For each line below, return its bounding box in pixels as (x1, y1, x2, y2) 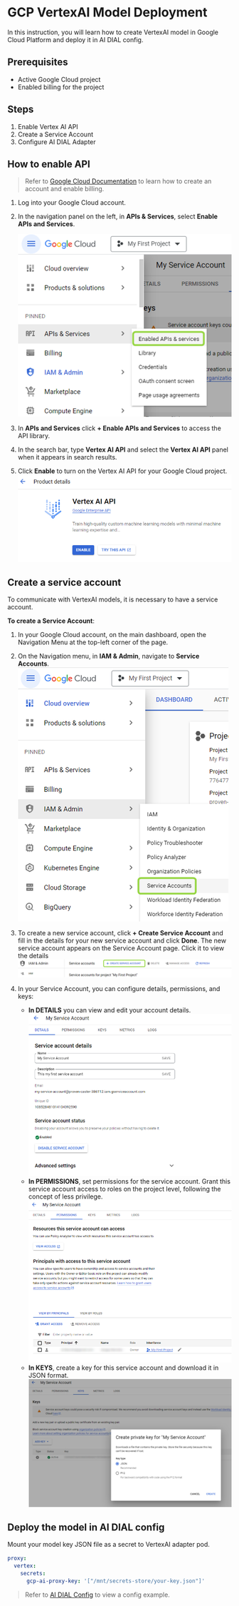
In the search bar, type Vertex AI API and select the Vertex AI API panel (17, 445, 229, 454)
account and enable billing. (24, 185, 105, 193)
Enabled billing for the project (17, 83, 105, 91)
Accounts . (17, 659, 50, 668)
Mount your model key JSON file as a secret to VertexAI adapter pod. (7, 1540, 210, 1549)
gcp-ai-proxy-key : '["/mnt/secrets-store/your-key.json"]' (26, 1577, 205, 1585)
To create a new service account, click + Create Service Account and (17, 929, 224, 937)
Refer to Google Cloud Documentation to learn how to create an (24, 177, 212, 185)
